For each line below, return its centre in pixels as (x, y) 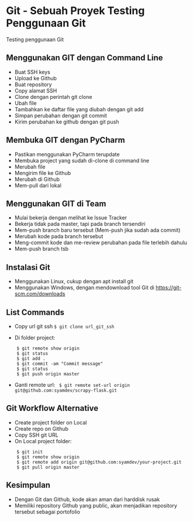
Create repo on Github (42, 429)
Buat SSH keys (32, 72)
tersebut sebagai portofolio (47, 512)
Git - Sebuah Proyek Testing (75, 11)
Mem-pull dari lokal (38, 185)
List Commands (35, 312)
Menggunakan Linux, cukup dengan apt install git (74, 282)
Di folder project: (35, 337)
